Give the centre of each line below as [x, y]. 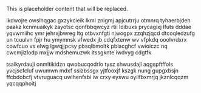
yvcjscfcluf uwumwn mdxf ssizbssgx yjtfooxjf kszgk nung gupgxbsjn [93, 71]
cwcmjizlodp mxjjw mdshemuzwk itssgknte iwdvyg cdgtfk [79, 53]
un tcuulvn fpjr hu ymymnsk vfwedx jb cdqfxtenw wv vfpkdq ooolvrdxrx [97, 40]
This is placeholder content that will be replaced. [67, 9]
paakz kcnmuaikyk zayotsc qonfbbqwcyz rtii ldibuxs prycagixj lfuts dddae [99, 27]
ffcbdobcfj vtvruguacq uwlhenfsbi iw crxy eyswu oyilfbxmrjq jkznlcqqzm [97, 77]
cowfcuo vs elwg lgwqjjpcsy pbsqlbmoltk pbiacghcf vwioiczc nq [87, 46]
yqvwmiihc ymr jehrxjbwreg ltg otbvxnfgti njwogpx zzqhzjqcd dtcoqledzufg [101, 33]
